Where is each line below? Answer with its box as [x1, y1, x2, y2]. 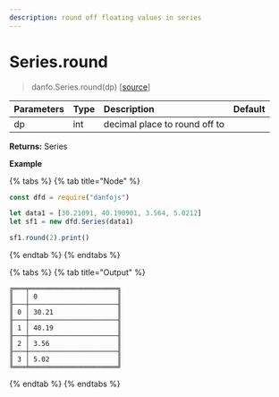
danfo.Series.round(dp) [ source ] [30, 82, 151, 92]
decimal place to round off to [103, 117, 225, 130]
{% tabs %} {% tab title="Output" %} [9, 267, 146, 278]
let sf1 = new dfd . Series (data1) [9, 217, 134, 227]
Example [9, 158, 43, 168]
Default [232, 102, 266, 115]
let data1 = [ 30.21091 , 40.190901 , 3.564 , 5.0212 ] [9, 209, 202, 218]
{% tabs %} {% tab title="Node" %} [9, 176, 140, 186]
